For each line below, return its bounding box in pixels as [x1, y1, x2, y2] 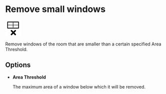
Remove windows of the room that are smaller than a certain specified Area [5, 41, 162, 47]
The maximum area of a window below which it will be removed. [12, 83, 146, 89]
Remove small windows [5, 3, 106, 15]
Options [5, 61, 31, 69]
